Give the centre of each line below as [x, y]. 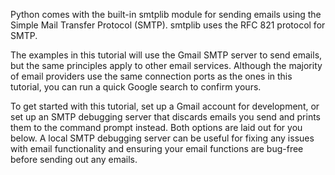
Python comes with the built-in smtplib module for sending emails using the [166, 14]
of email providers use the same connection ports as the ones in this [151, 76]
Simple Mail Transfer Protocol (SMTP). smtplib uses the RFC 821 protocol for [168, 25]
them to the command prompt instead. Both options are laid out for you [156, 127]
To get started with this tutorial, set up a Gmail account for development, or [165, 106]
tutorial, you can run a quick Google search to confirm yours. [136, 87]
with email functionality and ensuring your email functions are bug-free [157, 148]
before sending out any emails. [74, 159]
